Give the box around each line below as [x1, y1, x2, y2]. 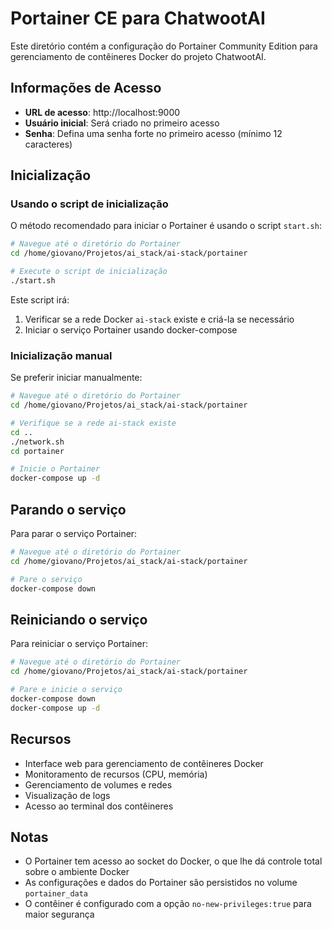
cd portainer [10, 446, 65, 456]
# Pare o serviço [10, 574, 83, 584]
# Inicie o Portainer [10, 464, 101, 474]
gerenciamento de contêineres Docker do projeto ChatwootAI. [10, 50, 267, 62]
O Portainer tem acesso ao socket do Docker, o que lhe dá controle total [24, 855, 323, 867]
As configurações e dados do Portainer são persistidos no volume [24, 877, 298, 889]
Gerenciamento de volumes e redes [24, 778, 173, 791]
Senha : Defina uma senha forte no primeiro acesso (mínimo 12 [24, 127, 283, 139]
